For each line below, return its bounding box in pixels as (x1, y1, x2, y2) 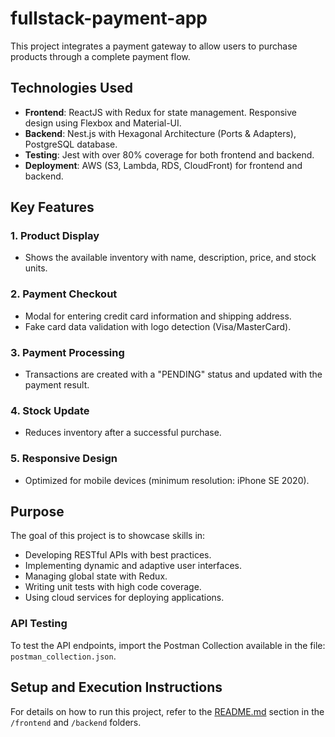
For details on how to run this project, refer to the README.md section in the (10, 705, 325, 717)
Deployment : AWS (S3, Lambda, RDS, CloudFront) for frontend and (24, 159, 303, 171)
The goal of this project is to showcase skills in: (10, 530, 206, 542)
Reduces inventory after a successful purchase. (24, 427, 222, 439)
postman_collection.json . (10, 650, 117, 662)
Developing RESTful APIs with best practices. (24, 549, 212, 561)
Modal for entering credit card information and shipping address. (24, 310, 292, 322)
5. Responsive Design (10, 452, 118, 466)
